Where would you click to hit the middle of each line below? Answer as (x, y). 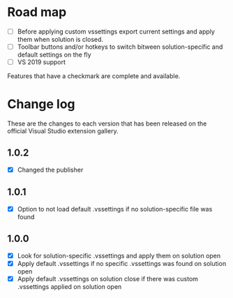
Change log (41, 104)
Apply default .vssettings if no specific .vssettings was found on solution (122, 263)
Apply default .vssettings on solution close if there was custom (108, 278)
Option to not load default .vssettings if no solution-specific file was (115, 209)
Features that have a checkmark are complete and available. (94, 76)
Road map (37, 12)
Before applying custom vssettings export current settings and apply (116, 31)
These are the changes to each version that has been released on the (107, 124)
